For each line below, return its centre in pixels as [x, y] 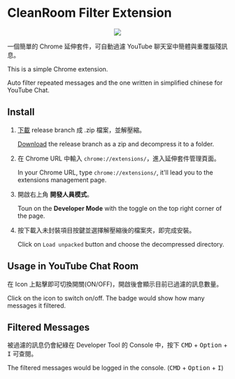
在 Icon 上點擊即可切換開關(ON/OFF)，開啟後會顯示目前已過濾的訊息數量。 [115, 284]
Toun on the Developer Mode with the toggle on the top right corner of [120, 208]
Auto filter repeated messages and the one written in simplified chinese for [115, 83]
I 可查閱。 [22, 354]
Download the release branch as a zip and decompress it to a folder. [116, 144]
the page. [31, 216]
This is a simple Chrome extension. [58, 69]
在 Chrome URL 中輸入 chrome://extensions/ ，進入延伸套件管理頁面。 [119, 158]
